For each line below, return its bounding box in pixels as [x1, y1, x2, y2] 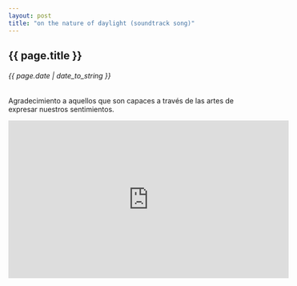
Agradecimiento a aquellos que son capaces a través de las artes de [8, 96, 235, 106]
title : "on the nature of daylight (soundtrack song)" [8, 19, 195, 27]
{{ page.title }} [8, 49, 82, 62]
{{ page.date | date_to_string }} [8, 71, 111, 81]
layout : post [8, 11, 52, 20]
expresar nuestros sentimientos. [8, 105, 114, 115]
